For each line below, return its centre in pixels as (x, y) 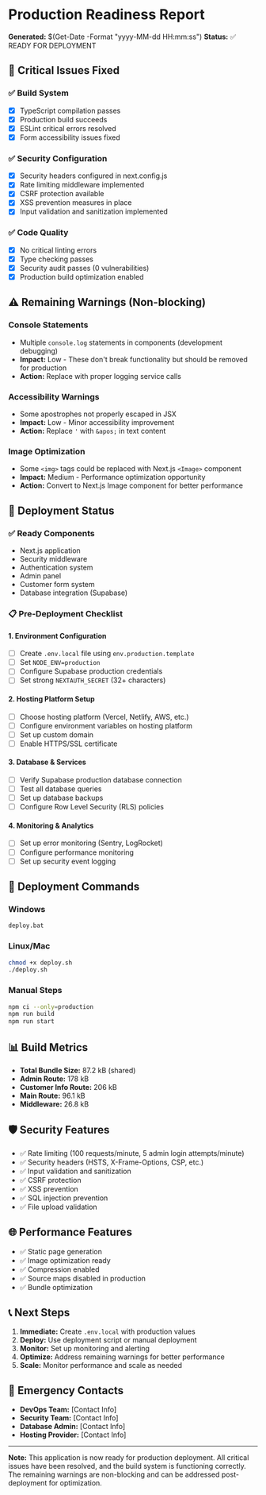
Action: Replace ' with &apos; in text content (93, 431)
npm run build (32, 1014)
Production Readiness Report (107, 15)
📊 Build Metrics (48, 1047)
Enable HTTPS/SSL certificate (68, 744)
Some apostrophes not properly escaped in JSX (98, 414)
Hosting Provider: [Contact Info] (73, 1435)
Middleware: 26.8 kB (54, 1104)
